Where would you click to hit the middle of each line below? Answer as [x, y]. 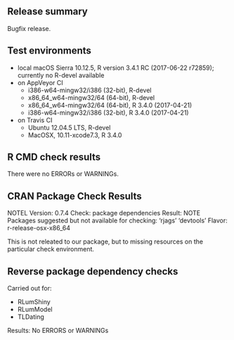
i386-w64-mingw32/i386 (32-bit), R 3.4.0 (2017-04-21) [108, 113]
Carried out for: [30, 289]
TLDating [31, 317]
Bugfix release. [29, 28]
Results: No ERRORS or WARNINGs [58, 331]
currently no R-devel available [61, 75]
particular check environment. [51, 249]
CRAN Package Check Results [74, 196]
